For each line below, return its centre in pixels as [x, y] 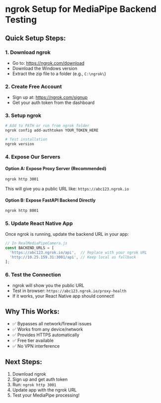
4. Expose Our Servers [33, 157]
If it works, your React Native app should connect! [63, 296]
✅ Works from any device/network [48, 329]
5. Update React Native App [39, 223]
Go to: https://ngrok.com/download [48, 63]
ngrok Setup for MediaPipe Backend [81, 9]
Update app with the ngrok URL [44, 390]
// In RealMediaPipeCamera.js [36, 243]
